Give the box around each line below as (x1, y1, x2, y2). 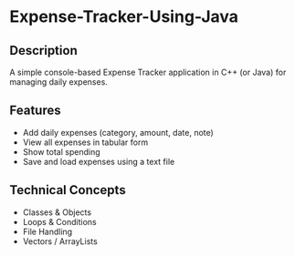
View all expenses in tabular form (22, 137, 149, 148)
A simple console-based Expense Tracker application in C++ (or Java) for (9, 67, 287, 77)
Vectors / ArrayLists (22, 235, 98, 247)
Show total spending (22, 146, 100, 157)
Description (9, 43, 78, 58)
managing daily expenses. (9, 77, 108, 87)
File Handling (22, 226, 73, 237)
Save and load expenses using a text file (22, 156, 175, 167)
